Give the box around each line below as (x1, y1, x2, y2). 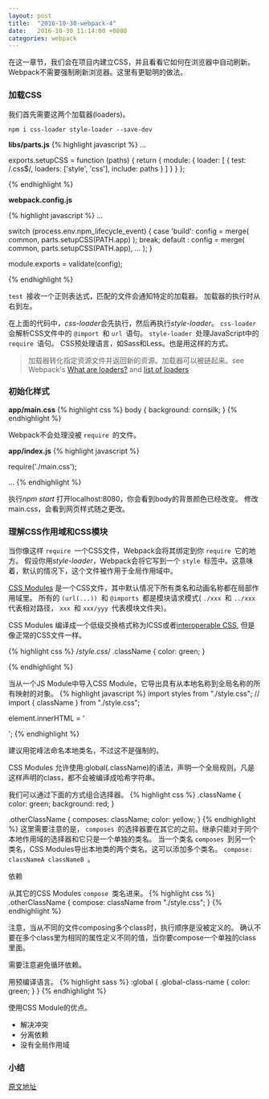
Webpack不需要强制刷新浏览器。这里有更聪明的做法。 (8, 68, 188, 77)
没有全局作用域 (19, 1040, 70, 1050)
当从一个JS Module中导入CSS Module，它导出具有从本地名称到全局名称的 (8, 679, 254, 688)
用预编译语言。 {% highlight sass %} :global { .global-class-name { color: (8, 977, 251, 987)
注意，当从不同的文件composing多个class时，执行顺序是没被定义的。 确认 (8, 923, 255, 932)
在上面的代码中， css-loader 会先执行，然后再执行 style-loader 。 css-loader (8, 318, 257, 328)
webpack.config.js (8, 195, 73, 205)
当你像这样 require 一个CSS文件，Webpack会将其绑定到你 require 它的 (8, 546, 249, 556)
